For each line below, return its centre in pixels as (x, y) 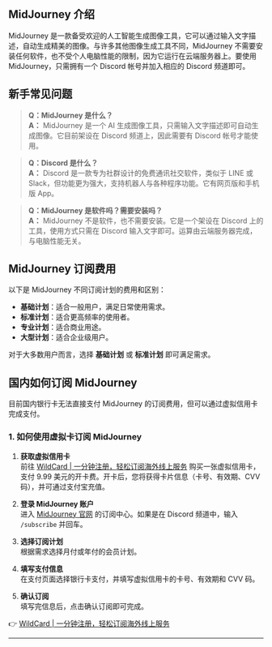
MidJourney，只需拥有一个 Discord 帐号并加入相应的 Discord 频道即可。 (129, 66)
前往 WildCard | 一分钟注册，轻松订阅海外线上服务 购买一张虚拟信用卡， (140, 466)
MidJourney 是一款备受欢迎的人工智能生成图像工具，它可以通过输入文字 (129, 36)
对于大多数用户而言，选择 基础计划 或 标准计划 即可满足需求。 (112, 354)
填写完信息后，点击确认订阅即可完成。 (84, 606)
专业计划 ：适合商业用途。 (63, 328)
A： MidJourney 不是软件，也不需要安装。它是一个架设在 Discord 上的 (146, 221)
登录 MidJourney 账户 (57, 503)
